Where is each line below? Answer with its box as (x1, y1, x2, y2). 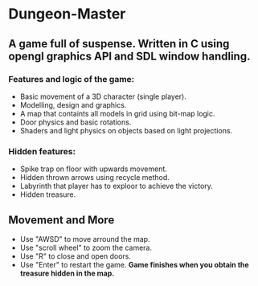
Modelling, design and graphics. (19, 100, 127, 109)
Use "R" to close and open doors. (19, 251, 131, 261)
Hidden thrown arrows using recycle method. (19, 173, 170, 182)
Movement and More (8, 213, 115, 227)
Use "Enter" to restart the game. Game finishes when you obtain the (19, 259, 249, 269)
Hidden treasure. (19, 190, 76, 199)
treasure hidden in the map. (19, 268, 115, 278)
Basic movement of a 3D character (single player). (19, 92, 186, 101)
